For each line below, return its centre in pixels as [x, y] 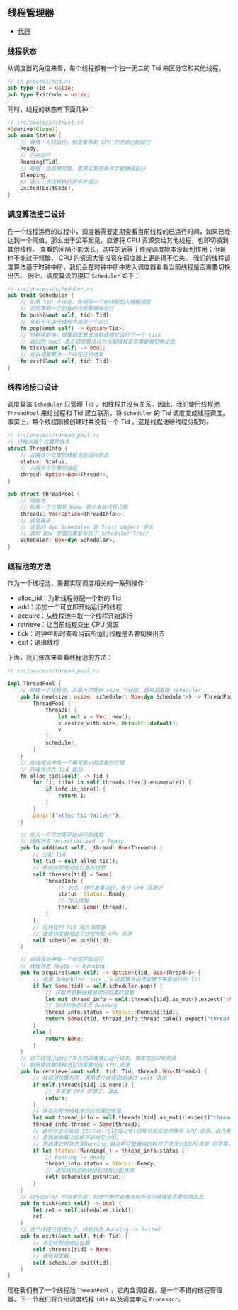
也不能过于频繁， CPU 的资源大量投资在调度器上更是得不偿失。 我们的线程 [116, 258]
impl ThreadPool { [34, 684]
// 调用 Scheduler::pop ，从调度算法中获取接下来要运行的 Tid [117, 979]
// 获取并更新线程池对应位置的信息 [90, 993]
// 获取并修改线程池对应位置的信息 [77, 1111]
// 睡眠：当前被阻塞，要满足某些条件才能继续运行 [83, 169]
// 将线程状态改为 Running [81, 1006]
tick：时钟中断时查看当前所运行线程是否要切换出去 [91, 633]
